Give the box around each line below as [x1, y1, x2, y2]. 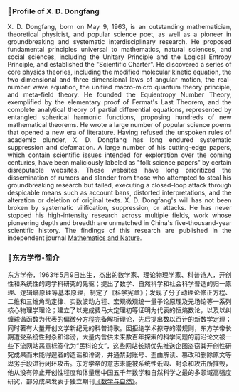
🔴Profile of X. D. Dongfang [7, 6, 100, 16]
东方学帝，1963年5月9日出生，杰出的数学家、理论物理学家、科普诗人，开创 [7, 270, 232, 279]
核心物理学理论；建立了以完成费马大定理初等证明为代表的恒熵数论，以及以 [7, 305, 225, 315]
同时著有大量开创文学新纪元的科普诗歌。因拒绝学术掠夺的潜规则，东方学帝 [7, 323, 225, 332]
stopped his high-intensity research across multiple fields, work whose [7, 211, 232, 219]
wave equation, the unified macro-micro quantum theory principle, [32, 83, 232, 92]
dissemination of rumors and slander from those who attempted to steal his [7, 173, 232, 182]
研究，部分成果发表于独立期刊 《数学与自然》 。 [7, 376, 142, 386]
